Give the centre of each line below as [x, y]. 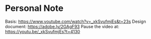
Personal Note [34, 8]
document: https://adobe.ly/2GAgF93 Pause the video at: [62, 26]
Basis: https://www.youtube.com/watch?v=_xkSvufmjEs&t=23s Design [76, 21]
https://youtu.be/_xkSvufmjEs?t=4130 [42, 31]
